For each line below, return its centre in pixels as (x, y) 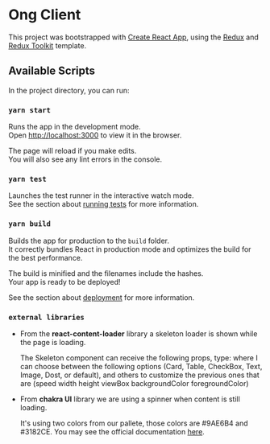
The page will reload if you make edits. (73, 151)
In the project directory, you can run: (69, 90)
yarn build (29, 224)
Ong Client (45, 15)
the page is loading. (53, 342)
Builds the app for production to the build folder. (89, 240)
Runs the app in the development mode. (75, 127)
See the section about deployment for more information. (102, 297)
